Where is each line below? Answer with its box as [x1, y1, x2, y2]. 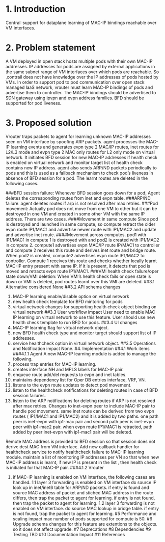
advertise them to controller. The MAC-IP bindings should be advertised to [5, 89, 156, 95]
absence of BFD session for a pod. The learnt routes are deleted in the [5, 175, 148, 181]
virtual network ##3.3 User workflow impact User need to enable [12, 309, 144, 315]
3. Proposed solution [5, 117, 92, 129]
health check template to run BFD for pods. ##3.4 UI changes [12, 319, 137, 325]
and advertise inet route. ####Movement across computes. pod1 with [5, 232, 147, 238]
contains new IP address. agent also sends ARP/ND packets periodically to [5, 164, 157, 170]
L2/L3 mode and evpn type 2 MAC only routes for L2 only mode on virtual [5, 149, 155, 155]
